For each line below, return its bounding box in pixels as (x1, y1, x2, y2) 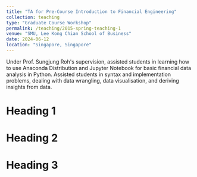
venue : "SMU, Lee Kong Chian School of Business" (6, 31, 132, 37)
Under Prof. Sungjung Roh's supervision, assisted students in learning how (6, 58, 190, 65)
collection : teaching (6, 14, 60, 20)
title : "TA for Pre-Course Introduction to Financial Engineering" (6, 8, 177, 15)
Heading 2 (6, 131, 58, 145)
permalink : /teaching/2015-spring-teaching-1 (6, 25, 121, 31)
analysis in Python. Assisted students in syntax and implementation (6, 71, 171, 78)
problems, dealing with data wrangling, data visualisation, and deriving (6, 77, 180, 84)
